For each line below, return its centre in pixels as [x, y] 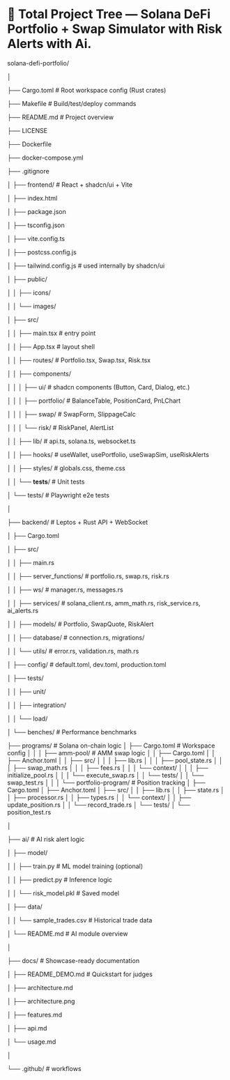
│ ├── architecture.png [41, 1001]
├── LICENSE [27, 130]
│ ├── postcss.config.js [42, 252]
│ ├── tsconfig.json [36, 225]
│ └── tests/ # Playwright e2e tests [59, 495]
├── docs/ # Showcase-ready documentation [74, 960]
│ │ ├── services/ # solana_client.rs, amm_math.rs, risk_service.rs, [104, 603]
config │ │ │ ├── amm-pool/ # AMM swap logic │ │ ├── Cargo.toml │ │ [112, 753]
